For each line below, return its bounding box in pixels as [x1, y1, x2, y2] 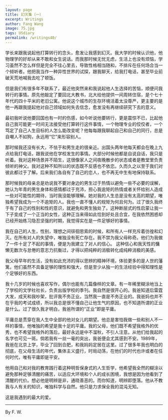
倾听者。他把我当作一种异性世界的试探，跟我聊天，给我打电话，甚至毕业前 [9, 68, 163, 74]
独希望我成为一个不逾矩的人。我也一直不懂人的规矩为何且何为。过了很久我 [5, 198, 158, 204]
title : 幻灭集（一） [5, 12, 43, 17]
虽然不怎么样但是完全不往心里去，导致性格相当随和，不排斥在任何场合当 [9, 62, 158, 68]
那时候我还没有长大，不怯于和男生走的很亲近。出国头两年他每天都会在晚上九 [5, 144, 163, 150]
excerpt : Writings [5, 17, 43, 22]
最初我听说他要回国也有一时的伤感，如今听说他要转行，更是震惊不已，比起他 [5, 115, 163, 121]
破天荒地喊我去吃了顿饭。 [5, 75, 58, 81]
